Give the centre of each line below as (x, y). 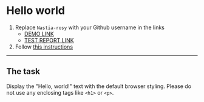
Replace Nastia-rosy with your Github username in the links (90, 27)
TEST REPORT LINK (49, 40)
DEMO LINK (39, 33)
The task (23, 71)
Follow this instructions (44, 47)
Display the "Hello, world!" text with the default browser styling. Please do (99, 86)
